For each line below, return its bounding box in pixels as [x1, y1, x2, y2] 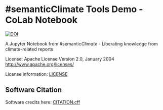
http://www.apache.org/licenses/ [5, 61, 74, 67]
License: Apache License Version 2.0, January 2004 [5, 56, 115, 62]
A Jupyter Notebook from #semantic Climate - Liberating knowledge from [5, 40, 158, 46]
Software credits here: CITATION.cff [5, 99, 80, 105]
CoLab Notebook [5, 14, 77, 26]
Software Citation [5, 86, 62, 94]
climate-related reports [5, 46, 54, 52]
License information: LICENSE [5, 71, 68, 77]
